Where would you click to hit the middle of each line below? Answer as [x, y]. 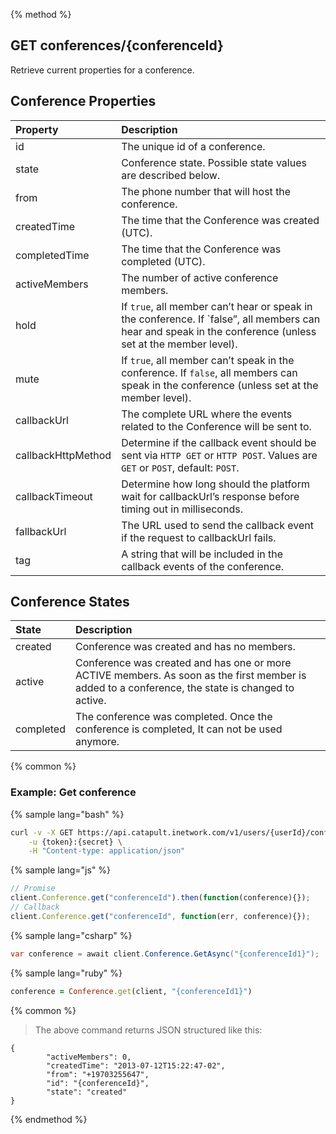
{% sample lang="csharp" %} [71, 935]
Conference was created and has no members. [185, 647]
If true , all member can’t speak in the [208, 360]
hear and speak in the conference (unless [219, 331]
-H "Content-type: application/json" [107, 851]
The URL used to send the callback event [217, 525]
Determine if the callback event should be [219, 442]
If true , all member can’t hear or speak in [217, 306]
